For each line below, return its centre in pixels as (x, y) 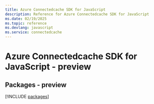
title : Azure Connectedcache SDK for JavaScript (55, 10)
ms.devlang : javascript (29, 28)
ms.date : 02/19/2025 (26, 19)
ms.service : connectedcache (34, 32)
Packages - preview (36, 85)
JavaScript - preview (48, 67)
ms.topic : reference (26, 23)
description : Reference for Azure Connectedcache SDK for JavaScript (77, 14)
